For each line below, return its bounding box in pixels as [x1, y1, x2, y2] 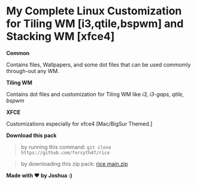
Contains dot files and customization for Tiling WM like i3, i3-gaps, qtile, [6, 90, 184, 98]
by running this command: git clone [20, 143, 111, 150]
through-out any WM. [6, 67, 60, 74]
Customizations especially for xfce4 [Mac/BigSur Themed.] [6, 120, 153, 127]
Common [6, 49, 30, 56]
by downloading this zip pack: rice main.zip [20, 160, 128, 167]
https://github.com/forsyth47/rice [20, 150, 110, 156]
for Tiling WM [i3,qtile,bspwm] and [6, 17, 184, 31]
